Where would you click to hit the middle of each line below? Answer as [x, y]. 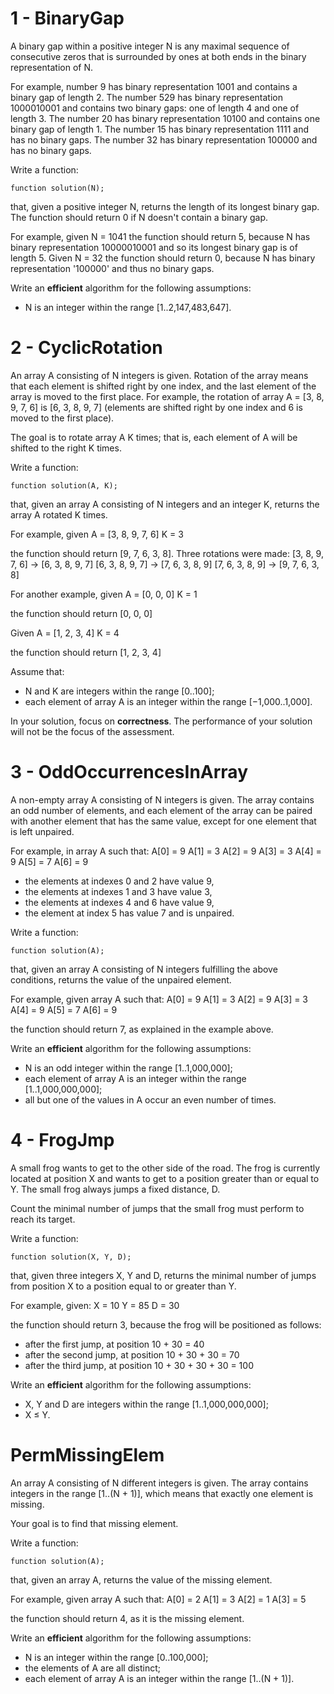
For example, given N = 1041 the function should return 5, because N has [160, 236]
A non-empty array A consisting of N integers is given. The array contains [162, 799]
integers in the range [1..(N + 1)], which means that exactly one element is [162, 1493]
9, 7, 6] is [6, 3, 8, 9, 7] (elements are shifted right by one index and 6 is [156, 407]
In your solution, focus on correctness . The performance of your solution [161, 721]
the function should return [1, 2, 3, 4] [86, 652]
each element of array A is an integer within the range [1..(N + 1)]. [159, 1678]
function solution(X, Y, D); [71, 1257]
